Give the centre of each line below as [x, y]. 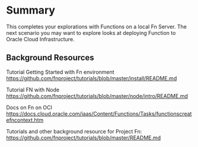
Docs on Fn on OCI [29, 107]
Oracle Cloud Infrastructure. [41, 39]
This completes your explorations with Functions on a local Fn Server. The [96, 27]
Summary [31, 10]
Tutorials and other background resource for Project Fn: [74, 131]
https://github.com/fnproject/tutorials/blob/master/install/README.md [92, 78]
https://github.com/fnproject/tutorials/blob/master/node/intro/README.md [97, 96]
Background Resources [50, 58]
